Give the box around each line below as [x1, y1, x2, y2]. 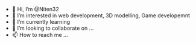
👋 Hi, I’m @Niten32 [11, 6, 59, 12]
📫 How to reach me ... [11, 32, 68, 38]
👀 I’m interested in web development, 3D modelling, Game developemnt [11, 12, 191, 19]
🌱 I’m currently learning [11, 18, 71, 25]
